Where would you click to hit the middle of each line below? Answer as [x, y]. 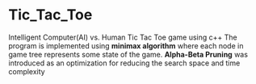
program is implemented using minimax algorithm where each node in [126, 45]
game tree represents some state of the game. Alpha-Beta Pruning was [128, 54]
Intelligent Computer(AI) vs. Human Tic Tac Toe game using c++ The [123, 37]
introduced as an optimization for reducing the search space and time [124, 63]
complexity [27, 71]
